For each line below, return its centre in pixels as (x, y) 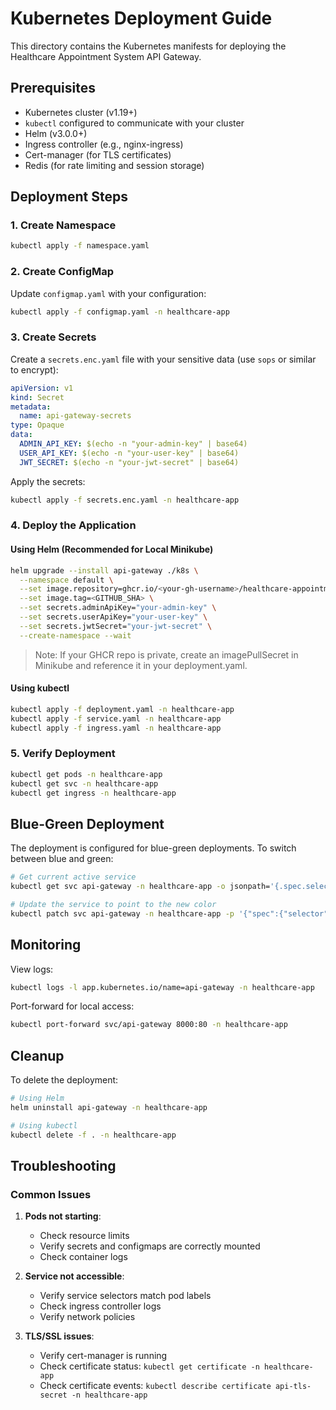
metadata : (31, 407)
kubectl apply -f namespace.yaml (80, 246)
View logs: (32, 969)
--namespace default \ (66, 580)
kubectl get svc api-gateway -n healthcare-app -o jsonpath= (140, 887)
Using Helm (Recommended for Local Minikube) (112, 549)
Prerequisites (53, 88)
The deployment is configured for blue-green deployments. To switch (153, 848)
